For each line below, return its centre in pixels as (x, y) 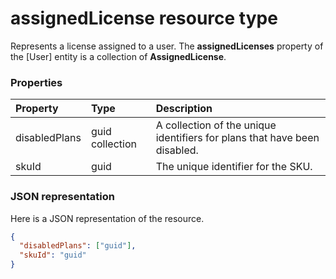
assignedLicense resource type (144, 18)
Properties (36, 82)
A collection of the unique (216, 125)
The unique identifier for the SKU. (234, 167)
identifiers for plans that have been (237, 138)
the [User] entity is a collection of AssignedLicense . (118, 56)
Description (184, 109)
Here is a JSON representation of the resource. (107, 218)
